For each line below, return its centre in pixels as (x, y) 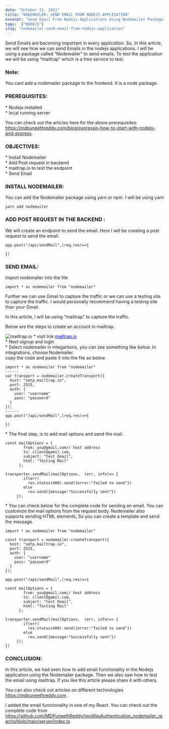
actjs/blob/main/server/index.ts (38, 721)
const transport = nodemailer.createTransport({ (57, 540)
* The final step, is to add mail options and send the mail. (64, 434)
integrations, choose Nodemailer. (40, 352)
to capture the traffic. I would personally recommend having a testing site (81, 302)
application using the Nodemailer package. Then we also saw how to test (81, 675)
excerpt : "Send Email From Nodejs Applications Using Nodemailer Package (84, 19)
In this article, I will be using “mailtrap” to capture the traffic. (68, 317)
